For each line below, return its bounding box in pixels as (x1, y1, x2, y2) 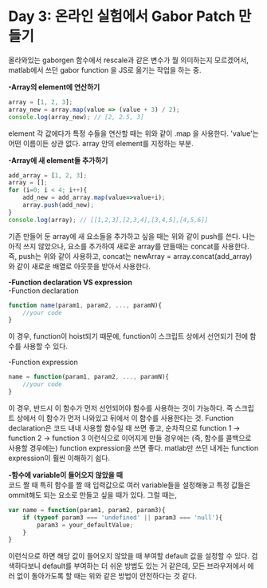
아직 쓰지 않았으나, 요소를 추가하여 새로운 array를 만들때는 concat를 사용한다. (8, 241, 249, 251)
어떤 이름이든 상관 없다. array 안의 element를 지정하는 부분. (8, 138, 194, 148)
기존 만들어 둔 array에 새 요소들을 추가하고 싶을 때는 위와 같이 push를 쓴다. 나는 (8, 231, 256, 240)
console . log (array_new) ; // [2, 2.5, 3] (8, 113, 145, 121)
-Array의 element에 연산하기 (8, 81, 100, 92)
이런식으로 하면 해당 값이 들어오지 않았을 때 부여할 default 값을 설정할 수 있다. (8, 551, 249, 561)
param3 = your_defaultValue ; (37, 521, 134, 529)
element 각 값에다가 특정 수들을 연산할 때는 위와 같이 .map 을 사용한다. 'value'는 (8, 129, 259, 138)
